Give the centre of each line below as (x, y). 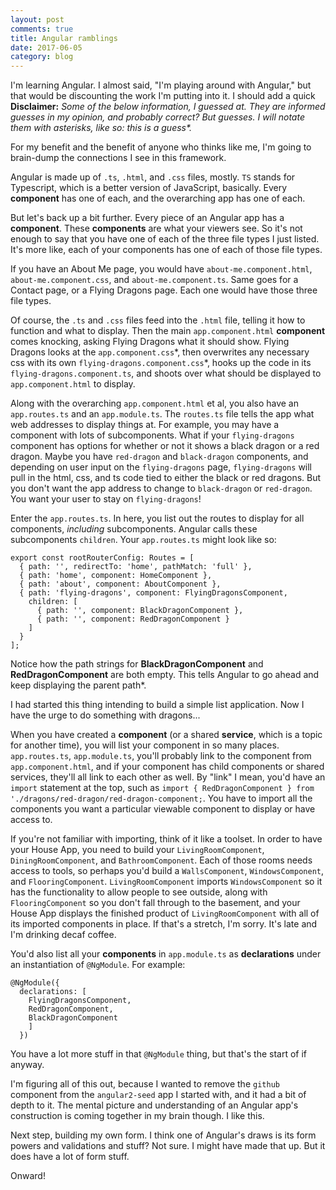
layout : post (37, 19)
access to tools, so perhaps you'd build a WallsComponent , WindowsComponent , (167, 871)
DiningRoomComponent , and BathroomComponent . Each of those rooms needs (161, 860)
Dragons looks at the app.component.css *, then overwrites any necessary (160, 352)
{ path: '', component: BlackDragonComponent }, (140, 611)
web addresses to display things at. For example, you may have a (145, 425)
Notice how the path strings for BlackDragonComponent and (137, 664)
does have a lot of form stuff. (70, 1157)
